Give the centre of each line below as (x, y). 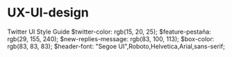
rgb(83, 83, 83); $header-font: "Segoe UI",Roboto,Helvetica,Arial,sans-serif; (116, 46)
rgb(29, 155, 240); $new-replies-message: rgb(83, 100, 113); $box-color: (111, 38)
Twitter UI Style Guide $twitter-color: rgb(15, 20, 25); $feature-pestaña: (109, 32)
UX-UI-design (48, 13)
